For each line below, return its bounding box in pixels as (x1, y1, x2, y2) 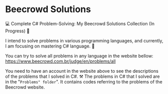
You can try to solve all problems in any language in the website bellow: (5, 53, 153, 59)
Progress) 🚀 (5, 28, 30, 34)
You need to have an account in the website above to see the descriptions (5, 68, 158, 74)
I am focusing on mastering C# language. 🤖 (5, 43, 95, 49)
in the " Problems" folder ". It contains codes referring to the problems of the (5, 78, 162, 84)
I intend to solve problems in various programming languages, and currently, (5, 37, 163, 43)
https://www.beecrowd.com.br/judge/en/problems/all (5, 58, 116, 64)
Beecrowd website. (5, 84, 45, 90)
